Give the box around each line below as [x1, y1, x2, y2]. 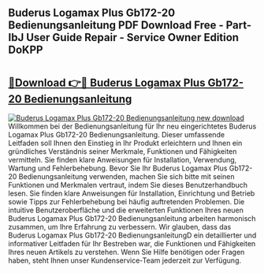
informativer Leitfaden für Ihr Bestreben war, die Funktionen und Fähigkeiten [8, 239, 256, 248]
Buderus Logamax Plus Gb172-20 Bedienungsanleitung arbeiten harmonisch [8, 214, 256, 223]
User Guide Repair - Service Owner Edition [26, 31, 239, 44]
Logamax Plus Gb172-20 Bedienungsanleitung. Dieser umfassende [8, 130, 225, 139]
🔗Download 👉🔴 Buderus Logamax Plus [8, 76, 206, 89]
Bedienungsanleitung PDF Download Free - [8, 19, 225, 32]
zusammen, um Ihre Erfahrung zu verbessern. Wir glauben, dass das [8, 223, 232, 231]
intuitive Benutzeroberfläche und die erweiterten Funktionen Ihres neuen [8, 205, 244, 215]
